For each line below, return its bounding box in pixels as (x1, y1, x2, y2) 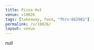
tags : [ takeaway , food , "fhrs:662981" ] (5, 17, 90, 22)
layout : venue (5, 26, 36, 31)
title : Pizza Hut (5, 7, 42, 13)
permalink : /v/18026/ (5, 21, 51, 27)
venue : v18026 (5, 12, 36, 17)
